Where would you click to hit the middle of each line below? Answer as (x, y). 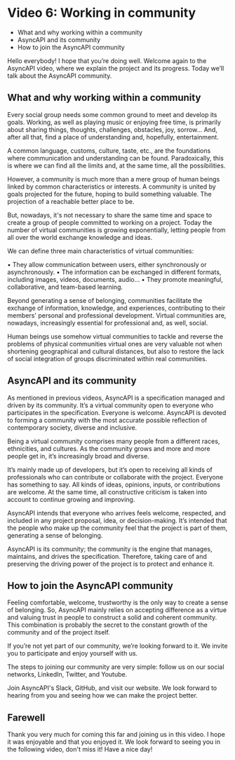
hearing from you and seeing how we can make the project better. (102, 695)
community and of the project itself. (59, 632)
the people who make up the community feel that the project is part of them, (117, 528)
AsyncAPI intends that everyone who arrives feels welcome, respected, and (117, 513)
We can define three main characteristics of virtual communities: (101, 251)
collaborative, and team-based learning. (65, 287)
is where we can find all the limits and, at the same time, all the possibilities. (116, 165)
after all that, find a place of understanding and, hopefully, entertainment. (113, 137)
